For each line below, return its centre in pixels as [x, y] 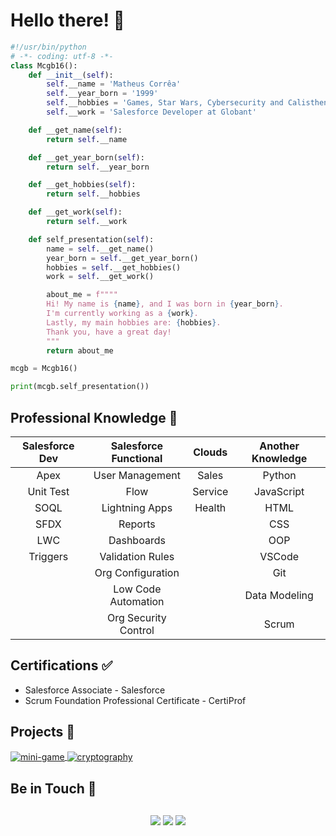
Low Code [137, 589]
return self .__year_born [98, 167]
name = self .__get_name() [100, 249]
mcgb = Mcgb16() [44, 369]
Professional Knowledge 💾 [94, 417]
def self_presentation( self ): [91, 239]
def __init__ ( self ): [71, 75]
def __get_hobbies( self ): [82, 185]
